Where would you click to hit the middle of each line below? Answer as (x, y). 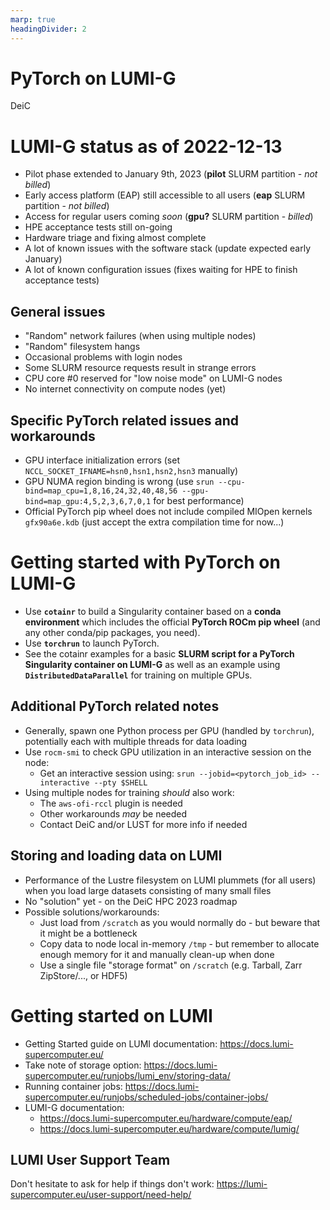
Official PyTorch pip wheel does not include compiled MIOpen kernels (168, 511)
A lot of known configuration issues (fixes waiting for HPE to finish (161, 270)
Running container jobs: (73, 1086)
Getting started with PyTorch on (145, 562)
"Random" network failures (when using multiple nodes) (140, 336)
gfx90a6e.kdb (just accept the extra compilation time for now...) (154, 522)
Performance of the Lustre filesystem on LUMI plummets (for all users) (170, 880)
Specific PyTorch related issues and (125, 420)
